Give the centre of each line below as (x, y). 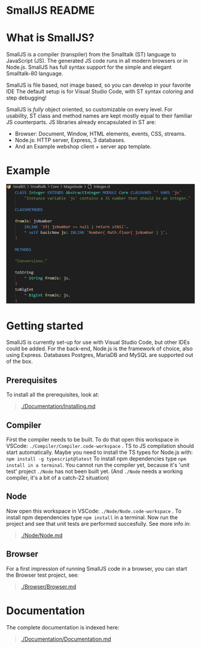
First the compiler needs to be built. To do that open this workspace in (93, 440)
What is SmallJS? (50, 38)
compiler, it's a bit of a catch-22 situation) (58, 478)
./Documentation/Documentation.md (66, 639)
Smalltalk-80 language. (35, 74)
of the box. (19, 361)
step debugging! (26, 98)
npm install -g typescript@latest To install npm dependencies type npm (96, 459)
